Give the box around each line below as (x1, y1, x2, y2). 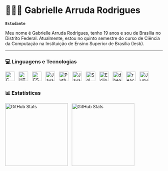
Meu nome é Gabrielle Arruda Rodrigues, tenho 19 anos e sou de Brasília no (5, 30, 161, 36)
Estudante (5, 21, 26, 26)
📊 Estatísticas (5, 90, 41, 97)
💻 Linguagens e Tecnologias (5, 58, 77, 65)
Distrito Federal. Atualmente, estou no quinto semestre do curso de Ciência (5, 35, 160, 41)
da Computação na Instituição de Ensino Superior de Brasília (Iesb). (5, 40, 144, 47)
